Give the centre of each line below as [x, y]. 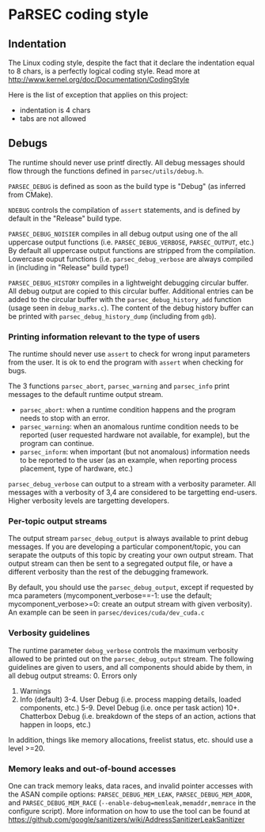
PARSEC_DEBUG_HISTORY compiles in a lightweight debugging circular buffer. [129, 282]
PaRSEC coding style [78, 15]
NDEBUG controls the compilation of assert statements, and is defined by [124, 210]
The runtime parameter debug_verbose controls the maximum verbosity [123, 650]
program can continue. [57, 444]
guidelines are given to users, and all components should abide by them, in [130, 667]
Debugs [28, 144]
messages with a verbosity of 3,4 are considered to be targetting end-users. [133, 493]
